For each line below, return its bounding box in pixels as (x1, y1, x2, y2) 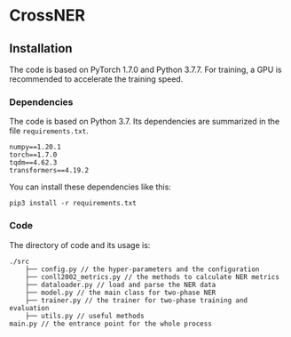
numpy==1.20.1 (9, 143, 62, 152)
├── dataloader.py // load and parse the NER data (25, 280, 216, 289)
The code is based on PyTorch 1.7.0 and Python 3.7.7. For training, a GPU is (9, 64, 282, 75)
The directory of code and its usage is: (9, 239, 151, 250)
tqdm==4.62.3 (9, 158, 58, 167)
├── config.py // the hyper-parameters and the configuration (25, 264, 260, 274)
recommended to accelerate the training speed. (9, 74, 184, 84)
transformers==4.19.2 (9, 166, 90, 175)
